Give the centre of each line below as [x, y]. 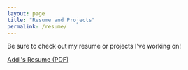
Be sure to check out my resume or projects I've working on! [94, 46]
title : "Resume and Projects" [51, 20]
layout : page [26, 14]
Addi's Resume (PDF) [38, 60]
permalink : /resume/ [37, 26]
